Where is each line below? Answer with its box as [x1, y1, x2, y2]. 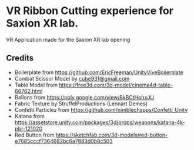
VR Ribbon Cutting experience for [6, 4, 173, 18]
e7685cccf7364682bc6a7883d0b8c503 [14, 137, 113, 145]
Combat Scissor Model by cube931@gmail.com [14, 75, 130, 82]
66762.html [14, 87, 43, 95]
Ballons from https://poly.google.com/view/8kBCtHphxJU [14, 94, 155, 101]
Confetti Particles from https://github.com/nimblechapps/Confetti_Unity [14, 106, 188, 113]
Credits [6, 53, 34, 63]
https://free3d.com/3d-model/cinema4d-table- [58, 81, 173, 88]
